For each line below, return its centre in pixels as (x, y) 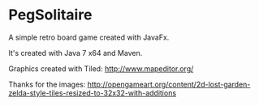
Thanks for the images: (47, 84)
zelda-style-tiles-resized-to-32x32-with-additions (93, 93)
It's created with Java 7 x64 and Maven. (76, 53)
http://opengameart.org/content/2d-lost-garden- (169, 84)
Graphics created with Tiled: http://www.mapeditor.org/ (101, 68)
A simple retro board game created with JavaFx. (89, 37)
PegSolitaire (50, 15)
